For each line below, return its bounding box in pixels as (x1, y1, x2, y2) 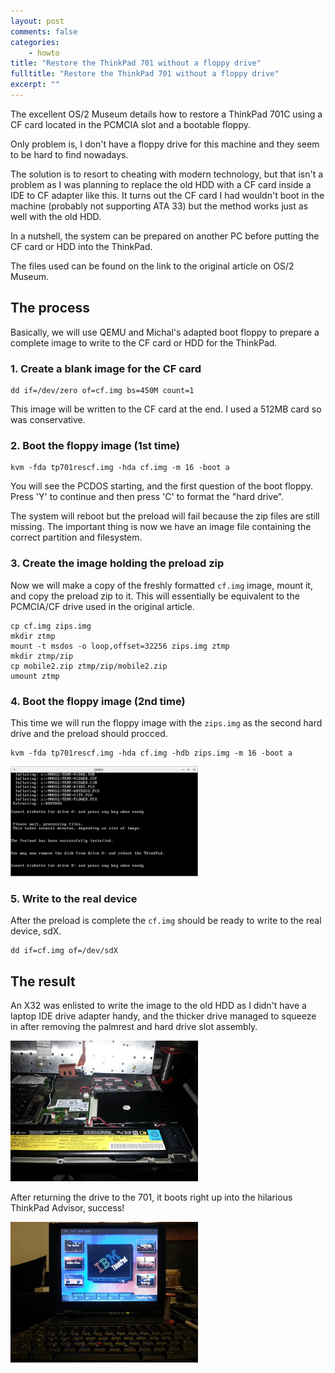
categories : (10, 37, 60, 47)
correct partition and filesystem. (10, 531, 143, 544)
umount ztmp (10, 671, 60, 681)
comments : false (10, 26, 78, 37)
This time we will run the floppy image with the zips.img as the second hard (10, 716, 323, 729)
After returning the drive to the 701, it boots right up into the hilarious (10, 1191, 293, 1204)
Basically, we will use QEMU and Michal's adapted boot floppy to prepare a (10, 326, 320, 338)
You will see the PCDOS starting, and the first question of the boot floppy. (10, 480, 314, 492)
